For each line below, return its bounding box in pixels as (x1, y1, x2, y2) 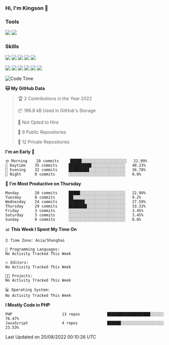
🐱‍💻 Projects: (5, 273, 33, 278)
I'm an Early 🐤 (5, 148, 35, 155)
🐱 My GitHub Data (5, 85, 46, 91)
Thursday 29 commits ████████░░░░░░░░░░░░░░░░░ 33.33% (5, 204, 146, 209)
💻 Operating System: (5, 287, 51, 292)
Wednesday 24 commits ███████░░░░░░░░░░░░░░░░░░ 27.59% (5, 199, 146, 204)
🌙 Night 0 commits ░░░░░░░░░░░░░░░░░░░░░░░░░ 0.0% (5, 172, 142, 177)
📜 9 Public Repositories (17, 129, 66, 135)
